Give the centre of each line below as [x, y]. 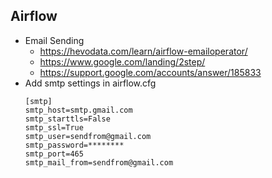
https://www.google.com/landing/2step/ [122, 61]
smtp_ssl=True [54, 127]
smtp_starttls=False [67, 119]
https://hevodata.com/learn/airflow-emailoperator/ [143, 51]
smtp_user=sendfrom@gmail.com [88, 136]
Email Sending [54, 40]
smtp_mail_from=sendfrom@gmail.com [99, 162]
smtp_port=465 [54, 154]
